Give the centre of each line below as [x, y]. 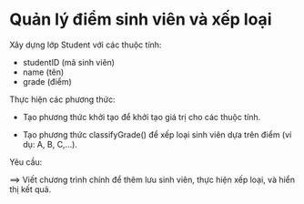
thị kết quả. [30, 189]
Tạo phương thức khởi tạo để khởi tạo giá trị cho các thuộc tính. [142, 117]
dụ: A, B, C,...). [50, 144]
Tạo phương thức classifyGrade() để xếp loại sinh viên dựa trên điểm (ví [157, 134]
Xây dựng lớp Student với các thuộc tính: [86, 45]
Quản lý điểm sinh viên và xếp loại [141, 20]
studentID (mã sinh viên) [69, 62]
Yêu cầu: [26, 162]
